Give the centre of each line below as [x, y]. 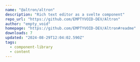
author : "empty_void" [28, 24]
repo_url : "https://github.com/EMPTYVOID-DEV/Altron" [63, 19]
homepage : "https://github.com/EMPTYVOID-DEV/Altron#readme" [71, 28]
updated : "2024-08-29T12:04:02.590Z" [45, 38]
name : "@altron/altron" [30, 10]
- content [20, 51]
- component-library [31, 47]
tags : [11, 42]
